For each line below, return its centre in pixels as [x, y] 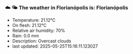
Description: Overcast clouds [41, 41]
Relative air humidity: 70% [39, 30]
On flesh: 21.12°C [29, 26]
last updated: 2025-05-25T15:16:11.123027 [55, 46]
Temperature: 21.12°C [34, 20]
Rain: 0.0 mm [26, 36]
